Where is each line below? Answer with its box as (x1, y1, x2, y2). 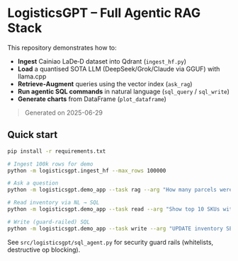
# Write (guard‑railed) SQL (7, 218, 91, 226)
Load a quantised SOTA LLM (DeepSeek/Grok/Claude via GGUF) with (17, 64, 220, 73)
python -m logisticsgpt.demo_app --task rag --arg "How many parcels (7, 186, 217, 194)
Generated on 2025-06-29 (24, 108, 103, 117)
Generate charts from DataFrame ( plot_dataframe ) (17, 94, 166, 103)
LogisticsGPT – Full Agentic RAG (7, 5, 200, 21)
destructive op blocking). (7, 245, 81, 254)
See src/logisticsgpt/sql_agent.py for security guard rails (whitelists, (7, 238, 214, 246)
